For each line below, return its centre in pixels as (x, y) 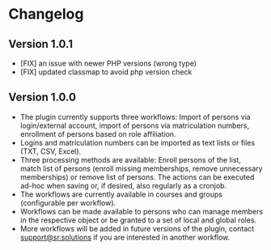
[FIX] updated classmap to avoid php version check (106, 72)
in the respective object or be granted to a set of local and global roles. (138, 220)
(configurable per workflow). (68, 202)
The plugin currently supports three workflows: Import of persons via (135, 117)
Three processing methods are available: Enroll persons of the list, (130, 159)
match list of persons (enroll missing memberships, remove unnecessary (141, 168)
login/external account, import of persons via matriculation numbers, (134, 125)
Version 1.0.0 (42, 97)
